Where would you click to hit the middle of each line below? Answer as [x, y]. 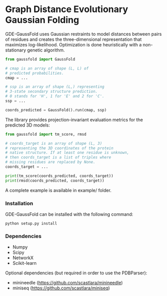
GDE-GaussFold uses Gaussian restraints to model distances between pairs [83, 34]
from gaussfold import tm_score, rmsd [46, 134]
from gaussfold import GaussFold [40, 59]
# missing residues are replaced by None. [50, 162]
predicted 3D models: [28, 125]
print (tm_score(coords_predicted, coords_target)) [59, 176]
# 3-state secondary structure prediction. [52, 92]
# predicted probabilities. [35, 73]
